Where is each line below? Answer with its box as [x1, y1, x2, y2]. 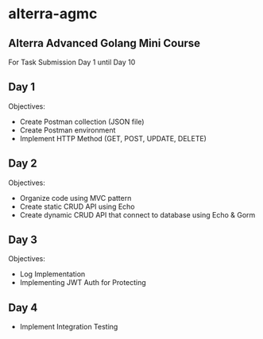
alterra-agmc [8, 5, 98, 23]
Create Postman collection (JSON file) [19, 117, 145, 126]
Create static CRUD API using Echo [19, 202, 135, 211]
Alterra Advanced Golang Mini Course [8, 37, 201, 50]
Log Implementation [19, 269, 86, 279]
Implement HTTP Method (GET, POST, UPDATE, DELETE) [19, 133, 207, 143]
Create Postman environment [19, 125, 116, 135]
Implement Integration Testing [19, 322, 118, 332]
